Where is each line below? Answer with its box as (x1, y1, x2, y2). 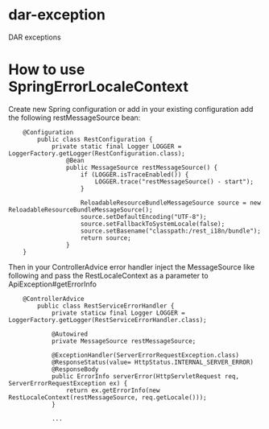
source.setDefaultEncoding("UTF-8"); (80, 212, 207, 221)
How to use (8, 60, 85, 79)
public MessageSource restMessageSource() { (65, 163, 218, 171)
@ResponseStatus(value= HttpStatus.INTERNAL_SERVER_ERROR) (51, 358, 254, 366)
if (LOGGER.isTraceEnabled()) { (80, 171, 189, 179)
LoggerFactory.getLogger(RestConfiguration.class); (8, 149, 185, 158)
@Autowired (51, 330, 89, 338)
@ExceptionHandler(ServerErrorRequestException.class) (51, 351, 240, 359)
